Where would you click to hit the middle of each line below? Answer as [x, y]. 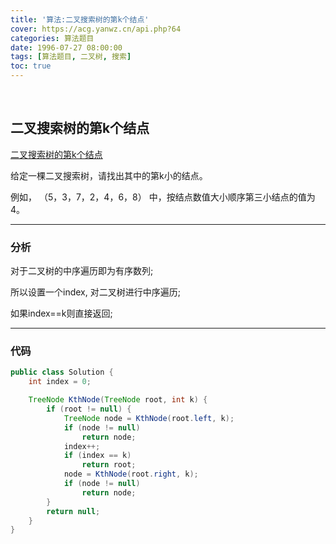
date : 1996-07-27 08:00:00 [66, 47]
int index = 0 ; [60, 382]
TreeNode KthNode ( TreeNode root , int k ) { [118, 400]
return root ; [109, 465]
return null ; [73, 511]
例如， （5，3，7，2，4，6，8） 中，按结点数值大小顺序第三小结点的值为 [163, 197]
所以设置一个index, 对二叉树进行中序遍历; [95, 292]
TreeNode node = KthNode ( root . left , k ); [149, 418]
